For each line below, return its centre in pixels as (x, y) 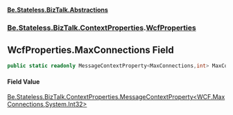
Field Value (24, 81)
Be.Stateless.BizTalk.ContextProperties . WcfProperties (102, 28)
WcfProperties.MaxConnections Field (91, 50)
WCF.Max (211, 97)
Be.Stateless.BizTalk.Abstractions (58, 10)
